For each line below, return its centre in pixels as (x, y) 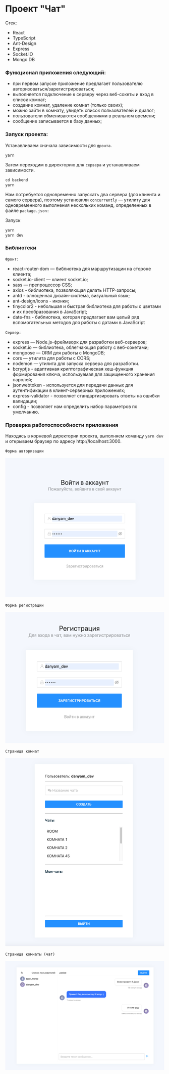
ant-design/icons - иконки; (41, 301)
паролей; (22, 379)
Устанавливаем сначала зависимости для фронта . (59, 145)
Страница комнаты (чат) (30, 954)
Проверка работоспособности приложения (62, 425)
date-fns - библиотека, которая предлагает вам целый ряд (76, 317)
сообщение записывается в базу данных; (57, 121)
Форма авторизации (24, 451)
